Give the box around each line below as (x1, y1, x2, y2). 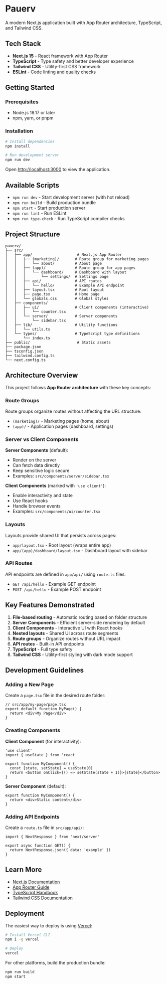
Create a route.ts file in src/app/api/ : (5, 825, 84, 831)
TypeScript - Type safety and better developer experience (12, 58, 134, 64)
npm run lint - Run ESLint (12, 210, 67, 216)
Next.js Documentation (12, 879, 60, 885)
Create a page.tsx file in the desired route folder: (5, 693, 106, 699)
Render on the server (12, 457, 57, 463)
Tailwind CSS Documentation (12, 895, 73, 901)
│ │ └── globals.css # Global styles (5, 296, 109, 301)
